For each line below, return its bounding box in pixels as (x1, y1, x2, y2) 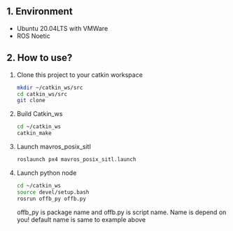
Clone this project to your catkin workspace (16, 70, 143, 79)
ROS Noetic (16, 31, 50, 40)
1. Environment (6, 6, 73, 17)
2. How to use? (6, 52, 73, 64)
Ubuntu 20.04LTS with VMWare (16, 24, 108, 32)
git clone (16, 97, 46, 104)
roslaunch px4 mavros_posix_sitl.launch (16, 156, 136, 163)
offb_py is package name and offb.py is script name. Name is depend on (16, 208, 227, 216)
